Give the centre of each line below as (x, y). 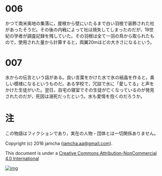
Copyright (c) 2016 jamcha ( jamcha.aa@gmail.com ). (59, 143)
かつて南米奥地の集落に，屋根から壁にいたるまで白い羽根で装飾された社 (80, 23)
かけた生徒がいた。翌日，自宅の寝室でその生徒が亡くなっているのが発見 (80, 90)
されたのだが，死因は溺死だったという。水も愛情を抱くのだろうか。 (75, 96)
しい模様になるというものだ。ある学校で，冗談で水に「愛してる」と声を (80, 83)
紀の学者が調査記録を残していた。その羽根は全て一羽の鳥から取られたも (80, 36)
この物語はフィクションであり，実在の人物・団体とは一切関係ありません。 (82, 133)
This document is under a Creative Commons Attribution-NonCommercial (81, 153)
